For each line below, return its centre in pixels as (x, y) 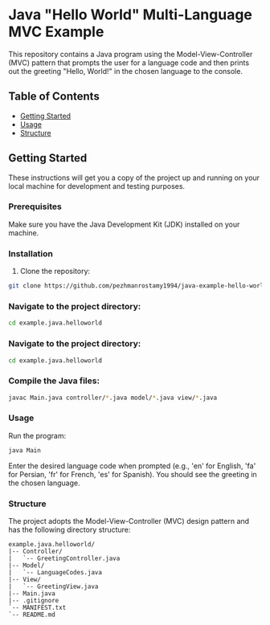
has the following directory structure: (70, 530)
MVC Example (56, 32)
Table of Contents (54, 97)
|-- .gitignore (34, 601)
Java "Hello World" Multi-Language (131, 15)
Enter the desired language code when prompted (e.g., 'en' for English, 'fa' (132, 466)
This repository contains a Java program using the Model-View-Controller (131, 54)
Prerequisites (35, 206)
